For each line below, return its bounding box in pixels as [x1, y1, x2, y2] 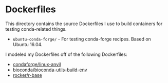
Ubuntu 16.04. [12, 41, 43, 47]
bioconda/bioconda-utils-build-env [12, 67, 87, 73]
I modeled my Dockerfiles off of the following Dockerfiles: [5, 51, 127, 57]
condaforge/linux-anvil [12, 61, 61, 67]
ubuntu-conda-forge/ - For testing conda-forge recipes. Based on [12, 36, 152, 42]
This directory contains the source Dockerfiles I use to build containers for [5, 20, 163, 27]
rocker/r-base [12, 72, 42, 78]
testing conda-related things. [5, 26, 67, 32]
